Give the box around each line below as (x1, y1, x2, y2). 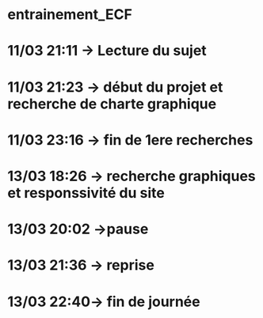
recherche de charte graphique (7, 95, 217, 112)
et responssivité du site (7, 184, 166, 202)
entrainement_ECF (7, 6, 132, 24)
